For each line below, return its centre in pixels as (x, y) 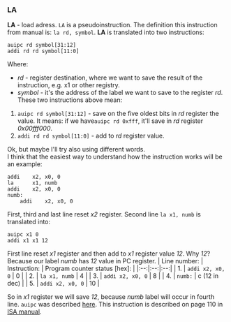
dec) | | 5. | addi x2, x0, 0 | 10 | (53, 284)
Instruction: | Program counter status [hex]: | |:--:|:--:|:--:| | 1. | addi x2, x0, (116, 269)
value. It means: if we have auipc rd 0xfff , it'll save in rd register (110, 121)
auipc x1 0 (23, 235)
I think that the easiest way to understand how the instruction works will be (115, 157)
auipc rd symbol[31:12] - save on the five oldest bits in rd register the (118, 114)
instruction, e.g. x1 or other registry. (68, 85)
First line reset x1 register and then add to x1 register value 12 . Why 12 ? (109, 254)
